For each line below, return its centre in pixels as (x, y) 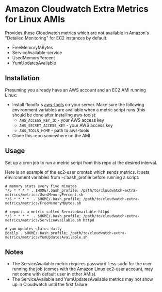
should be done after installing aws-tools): (54, 115)
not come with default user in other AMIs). (54, 274)
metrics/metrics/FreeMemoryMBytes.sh (43, 203)
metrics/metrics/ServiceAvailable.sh (43, 220)
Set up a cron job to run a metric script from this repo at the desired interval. (81, 163)
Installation (22, 78)
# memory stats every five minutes (41, 186)
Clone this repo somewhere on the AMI (51, 135)
